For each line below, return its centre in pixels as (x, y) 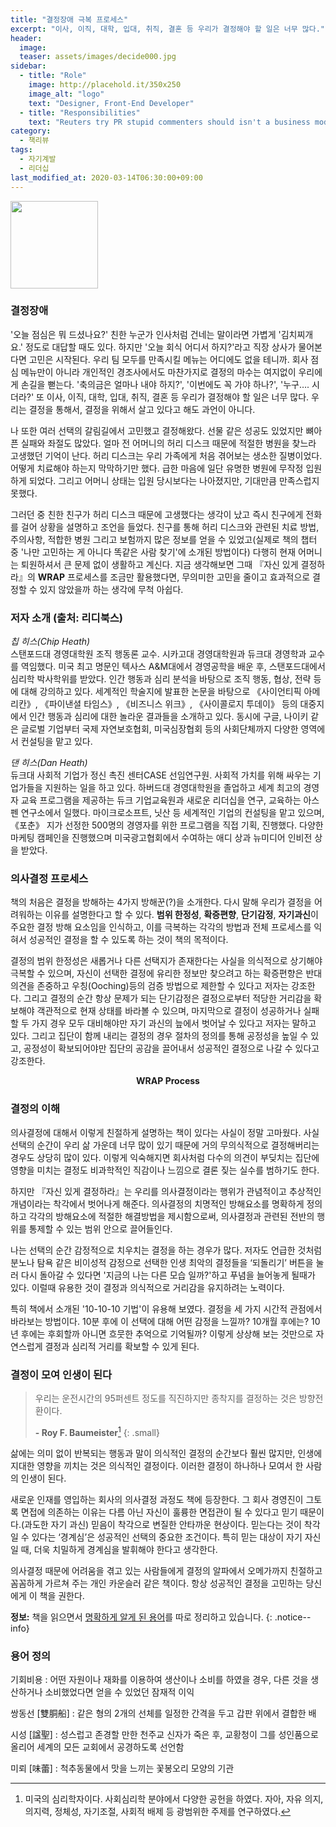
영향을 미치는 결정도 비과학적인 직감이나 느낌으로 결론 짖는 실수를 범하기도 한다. (165, 1170)
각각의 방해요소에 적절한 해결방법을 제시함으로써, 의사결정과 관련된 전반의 (171, 1216)
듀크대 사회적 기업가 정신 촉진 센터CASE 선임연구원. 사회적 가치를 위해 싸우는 (160, 775)
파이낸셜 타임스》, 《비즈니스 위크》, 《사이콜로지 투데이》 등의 (173, 704)
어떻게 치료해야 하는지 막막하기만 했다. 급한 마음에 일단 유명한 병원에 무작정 (157, 468)
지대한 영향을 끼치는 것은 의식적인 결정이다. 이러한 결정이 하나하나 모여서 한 (157, 1465)
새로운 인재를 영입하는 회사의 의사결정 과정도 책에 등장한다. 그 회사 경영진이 (157, 1499)
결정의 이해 (35, 1109)
